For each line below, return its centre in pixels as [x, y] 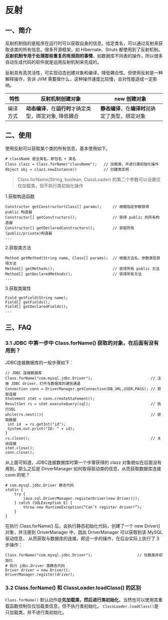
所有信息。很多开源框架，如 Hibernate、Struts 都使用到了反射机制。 [92, 50]
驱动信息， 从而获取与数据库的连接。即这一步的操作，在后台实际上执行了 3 [82, 538]
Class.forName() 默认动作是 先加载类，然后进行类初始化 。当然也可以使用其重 [84, 599]
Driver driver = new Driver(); [38, 570]
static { [14, 490]
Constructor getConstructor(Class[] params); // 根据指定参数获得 [77, 207]
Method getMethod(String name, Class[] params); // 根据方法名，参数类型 [81, 258]
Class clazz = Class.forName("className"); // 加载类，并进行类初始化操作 [82, 164]
